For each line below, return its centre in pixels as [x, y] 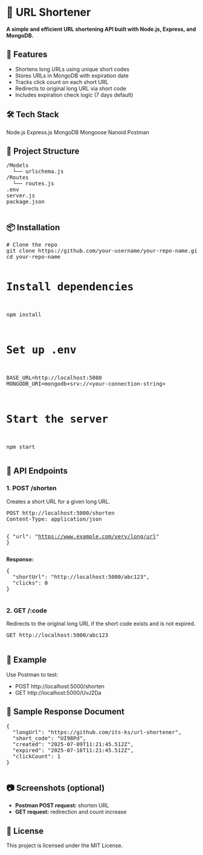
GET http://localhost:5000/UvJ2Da [58, 692]
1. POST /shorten [31, 488]
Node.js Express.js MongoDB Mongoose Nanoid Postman [78, 132]
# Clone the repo [32, 245]
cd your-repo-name [34, 257]
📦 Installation [33, 227]
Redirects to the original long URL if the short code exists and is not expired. [101, 623]
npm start [21, 447]
